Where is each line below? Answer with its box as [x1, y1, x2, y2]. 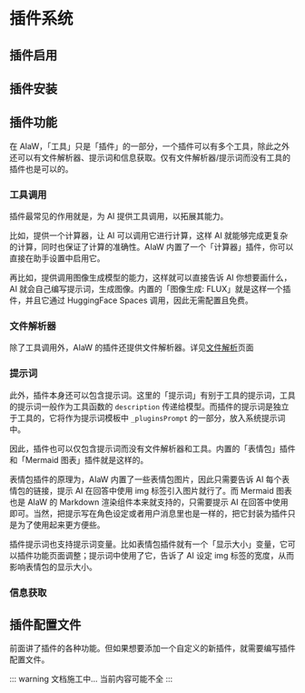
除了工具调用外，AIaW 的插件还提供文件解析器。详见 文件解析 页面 [9, 342, 254, 353]
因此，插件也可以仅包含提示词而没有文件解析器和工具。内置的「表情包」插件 [9, 443, 296, 454]
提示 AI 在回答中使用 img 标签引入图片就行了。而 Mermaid [56, 485, 274, 496]
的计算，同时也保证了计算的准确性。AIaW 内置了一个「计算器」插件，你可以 [9, 242, 294, 253]
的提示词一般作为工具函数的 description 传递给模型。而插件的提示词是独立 [9, 401, 290, 412]
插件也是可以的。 [9, 163, 74, 174]
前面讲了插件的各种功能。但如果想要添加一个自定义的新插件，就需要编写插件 [9, 643, 296, 654]
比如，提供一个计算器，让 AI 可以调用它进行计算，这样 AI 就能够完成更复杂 [9, 230, 289, 241]
